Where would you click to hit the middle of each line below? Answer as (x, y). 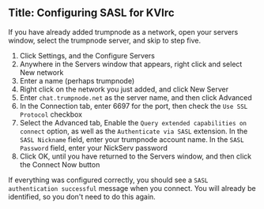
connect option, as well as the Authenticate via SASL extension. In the (134, 131)
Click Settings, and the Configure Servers (87, 55)
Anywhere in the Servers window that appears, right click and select (131, 64)
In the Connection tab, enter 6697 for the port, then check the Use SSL (134, 106)
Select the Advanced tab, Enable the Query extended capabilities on (133, 122)
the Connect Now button (60, 164)
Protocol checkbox (51, 114)
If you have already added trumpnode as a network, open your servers (123, 32)
